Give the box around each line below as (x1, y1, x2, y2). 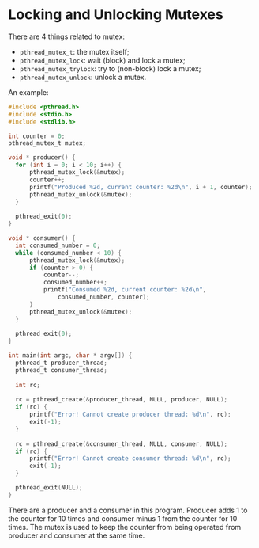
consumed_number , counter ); (58, 293, 150, 302)
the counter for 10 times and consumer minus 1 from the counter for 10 (8, 513, 238, 523)
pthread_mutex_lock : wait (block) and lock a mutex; (19, 55, 186, 65)
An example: (8, 87, 49, 97)
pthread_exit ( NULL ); (15, 484, 83, 492)
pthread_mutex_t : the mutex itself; (19, 47, 129, 56)
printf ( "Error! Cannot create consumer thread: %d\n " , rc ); (28, 455, 231, 462)
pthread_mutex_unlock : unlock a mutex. (19, 72, 147, 82)
